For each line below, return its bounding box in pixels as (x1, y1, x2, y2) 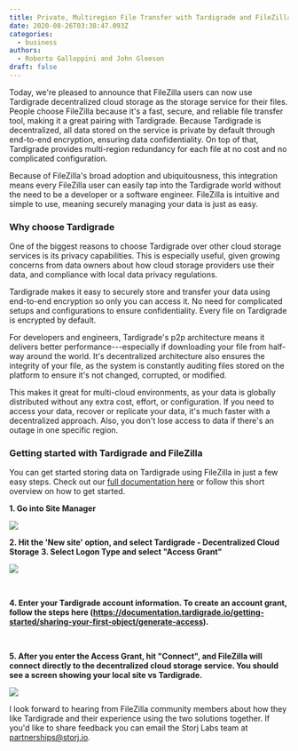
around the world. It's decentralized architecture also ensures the (26, 351, 265, 362)
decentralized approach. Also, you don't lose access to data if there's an (9, 415, 275, 427)
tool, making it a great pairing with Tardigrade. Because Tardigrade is (9, 115, 262, 125)
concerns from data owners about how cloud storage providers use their (9, 260, 275, 271)
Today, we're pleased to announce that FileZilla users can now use (9, 86, 253, 98)
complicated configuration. (9, 153, 108, 164)
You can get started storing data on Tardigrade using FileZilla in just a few (9, 467, 278, 478)
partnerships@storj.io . (9, 732, 90, 743)
